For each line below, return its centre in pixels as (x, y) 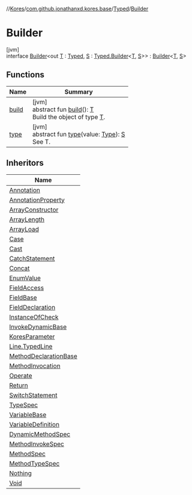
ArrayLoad (24, 229)
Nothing (20, 473)
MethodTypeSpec (34, 463)
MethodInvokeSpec (37, 444)
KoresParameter (32, 336)
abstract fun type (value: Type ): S (79, 134)
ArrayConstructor (34, 210)
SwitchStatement (33, 395)
